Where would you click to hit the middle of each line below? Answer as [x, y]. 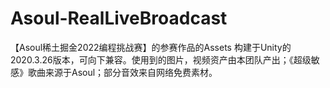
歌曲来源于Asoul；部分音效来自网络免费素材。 [122, 72]
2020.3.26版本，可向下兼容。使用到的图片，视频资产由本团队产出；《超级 [161, 59]
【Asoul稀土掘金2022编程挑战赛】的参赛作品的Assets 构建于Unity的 [151, 47]
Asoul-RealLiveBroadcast [119, 18]
